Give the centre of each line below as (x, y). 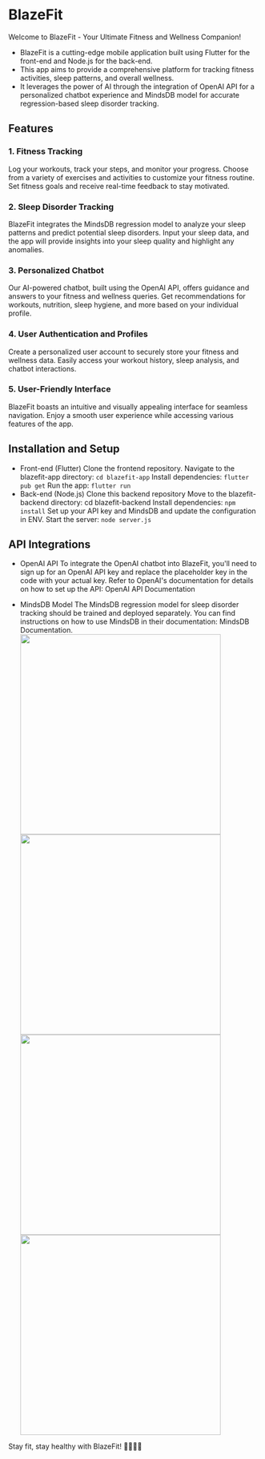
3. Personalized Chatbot (56, 270)
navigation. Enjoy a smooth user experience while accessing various (121, 415)
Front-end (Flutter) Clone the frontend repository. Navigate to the (127, 468)
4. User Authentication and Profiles (78, 334)
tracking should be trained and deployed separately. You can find (128, 613)
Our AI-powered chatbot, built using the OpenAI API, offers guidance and (129, 288)
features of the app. (41, 424)
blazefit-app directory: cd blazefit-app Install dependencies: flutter (135, 476)
